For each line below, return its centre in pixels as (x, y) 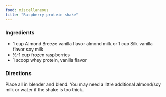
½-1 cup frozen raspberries (41, 55)
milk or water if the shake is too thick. (45, 90)
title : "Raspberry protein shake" (42, 15)
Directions (18, 73)
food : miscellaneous (27, 10)
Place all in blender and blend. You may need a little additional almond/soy (83, 84)
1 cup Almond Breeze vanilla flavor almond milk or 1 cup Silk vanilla (82, 43)
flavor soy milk (28, 49)
